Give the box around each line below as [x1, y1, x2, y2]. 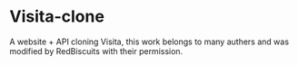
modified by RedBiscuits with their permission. [9, 45, 184, 56]
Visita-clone [9, 6, 104, 27]
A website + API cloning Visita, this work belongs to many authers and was [9, 36, 289, 47]
